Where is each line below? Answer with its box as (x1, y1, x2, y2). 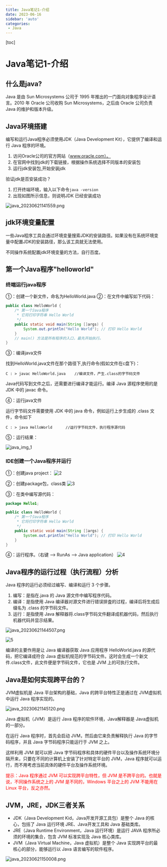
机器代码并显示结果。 (12, 617, 56, 624)
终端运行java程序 (5, 281, 47, 288)
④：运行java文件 (5, 397, 42, 403)
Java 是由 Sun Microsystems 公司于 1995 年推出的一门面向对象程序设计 (5, 94, 152, 100)
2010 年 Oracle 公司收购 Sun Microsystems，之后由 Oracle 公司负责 (14, 100, 153, 106)
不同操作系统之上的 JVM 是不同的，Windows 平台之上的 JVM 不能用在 (14, 779, 158, 785)
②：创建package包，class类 (5, 480, 66, 486)
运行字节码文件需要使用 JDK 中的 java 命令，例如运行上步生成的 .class (5, 408, 149, 414)
